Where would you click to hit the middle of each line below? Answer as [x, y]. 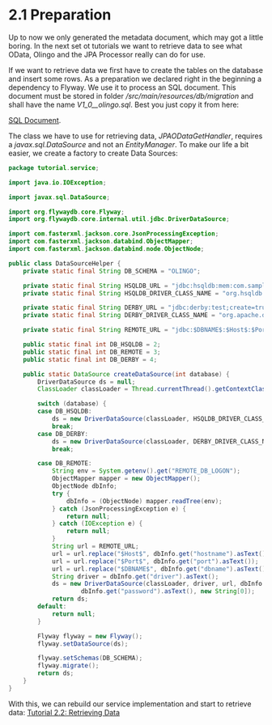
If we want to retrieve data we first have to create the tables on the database [136, 70]
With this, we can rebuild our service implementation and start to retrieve [130, 704]
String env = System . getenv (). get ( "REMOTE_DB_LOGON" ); [146, 471]
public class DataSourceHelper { [65, 263]
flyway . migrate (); [68, 666]
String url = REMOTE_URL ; [95, 547]
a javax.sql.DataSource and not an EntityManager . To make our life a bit [129, 144]
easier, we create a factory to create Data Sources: [93, 153]
